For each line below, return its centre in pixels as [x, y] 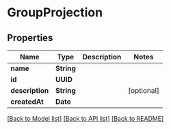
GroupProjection [55, 13]
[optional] [143, 90]
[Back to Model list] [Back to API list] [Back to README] [85, 118]
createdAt [27, 102]
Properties [30, 38]
